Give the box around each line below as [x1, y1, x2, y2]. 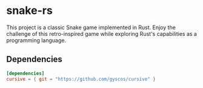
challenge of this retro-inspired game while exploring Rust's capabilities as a [6, 30, 197, 37]
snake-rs [6, 4, 53, 18]
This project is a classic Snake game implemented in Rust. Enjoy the [6, 24, 176, 31]
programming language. [6, 36, 67, 44]
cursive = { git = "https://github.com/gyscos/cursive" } [6, 76, 156, 82]
